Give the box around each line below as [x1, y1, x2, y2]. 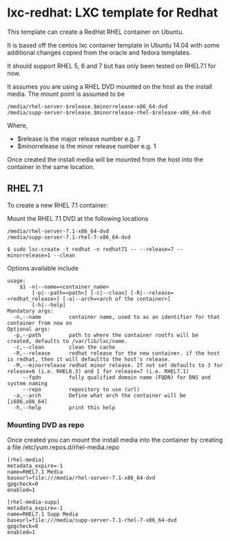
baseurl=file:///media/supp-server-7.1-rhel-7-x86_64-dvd [7, 517, 177, 524]
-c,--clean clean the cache [13, 344, 116, 351]
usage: [7, 277, 26, 284]
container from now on [7, 319, 72, 326]
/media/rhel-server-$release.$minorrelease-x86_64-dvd [7, 103, 168, 110]
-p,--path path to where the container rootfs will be [13, 331, 198, 339]
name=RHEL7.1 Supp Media [7, 511, 79, 518]
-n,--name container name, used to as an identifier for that [13, 313, 220, 320]
